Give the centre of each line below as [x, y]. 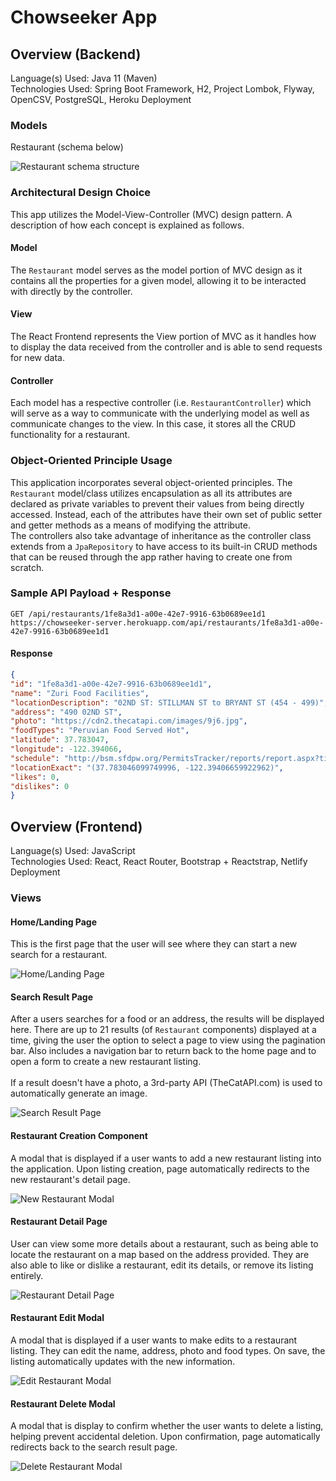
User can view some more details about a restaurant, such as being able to [164, 1243]
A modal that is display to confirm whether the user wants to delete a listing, [167, 1426]
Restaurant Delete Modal [63, 1403]
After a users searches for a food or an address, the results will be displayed [167, 1019]
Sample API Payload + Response [91, 593]
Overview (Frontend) [76, 826]
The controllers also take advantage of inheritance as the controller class [161, 535]
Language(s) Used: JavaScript [73, 851]
